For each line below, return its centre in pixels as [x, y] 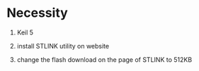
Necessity [37, 13]
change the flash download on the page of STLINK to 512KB [104, 59]
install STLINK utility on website [63, 46]
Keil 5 [25, 32]
